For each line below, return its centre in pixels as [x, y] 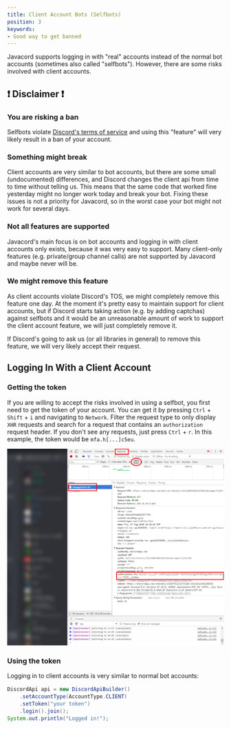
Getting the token [37, 388]
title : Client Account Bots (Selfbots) [64, 14]
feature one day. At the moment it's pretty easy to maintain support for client [115, 304]
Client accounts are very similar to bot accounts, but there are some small [112, 172]
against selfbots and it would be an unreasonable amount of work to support [115, 318]
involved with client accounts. [49, 72]
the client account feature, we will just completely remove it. [92, 325]
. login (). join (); [44, 711]
